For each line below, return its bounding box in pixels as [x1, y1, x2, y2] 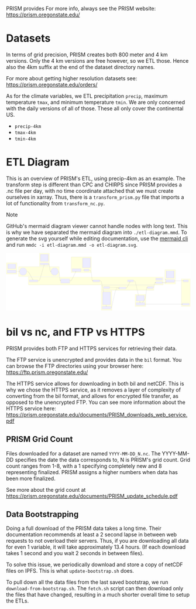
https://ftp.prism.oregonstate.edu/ [6, 369, 88, 376]
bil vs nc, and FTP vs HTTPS [6, 325, 145, 339]
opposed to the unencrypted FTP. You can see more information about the [6, 399, 185, 406]
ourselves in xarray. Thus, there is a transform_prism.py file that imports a [6, 193, 184, 200]
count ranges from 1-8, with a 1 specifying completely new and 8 [6, 462, 162, 469]
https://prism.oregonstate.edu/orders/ [6, 81, 98, 88]
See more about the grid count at [6, 486, 86, 493]
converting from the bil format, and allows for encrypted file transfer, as [6, 392, 178, 399]
